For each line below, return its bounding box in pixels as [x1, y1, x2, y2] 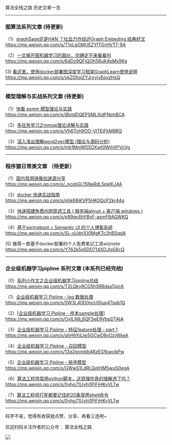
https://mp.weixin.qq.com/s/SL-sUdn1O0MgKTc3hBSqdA [5, 230, 126, 236]
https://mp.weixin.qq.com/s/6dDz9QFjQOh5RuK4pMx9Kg [5, 58, 127, 64]
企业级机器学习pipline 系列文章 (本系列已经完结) [5, 265, 124, 272]
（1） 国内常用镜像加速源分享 [5, 175, 66, 181]
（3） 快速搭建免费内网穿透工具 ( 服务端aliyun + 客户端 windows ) [5, 208, 143, 214]
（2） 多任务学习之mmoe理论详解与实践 [5, 122, 89, 128]
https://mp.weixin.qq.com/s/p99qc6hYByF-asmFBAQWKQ [5, 213, 128, 219]
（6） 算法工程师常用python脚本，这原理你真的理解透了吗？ [5, 376, 131, 382]
